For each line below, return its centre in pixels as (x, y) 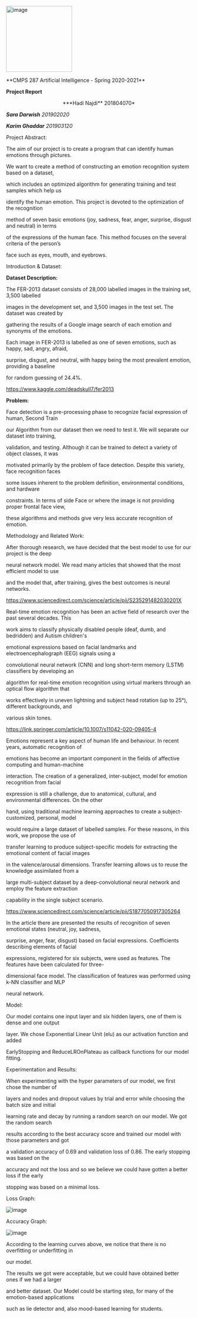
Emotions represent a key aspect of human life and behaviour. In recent (93, 741)
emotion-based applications (40, 1297)
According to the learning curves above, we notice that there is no (86, 1244)
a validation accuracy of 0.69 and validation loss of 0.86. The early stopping (98, 1152)
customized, (21, 818)
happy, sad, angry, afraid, (37, 349)
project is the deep (29, 553)
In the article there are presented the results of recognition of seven (88, 923)
